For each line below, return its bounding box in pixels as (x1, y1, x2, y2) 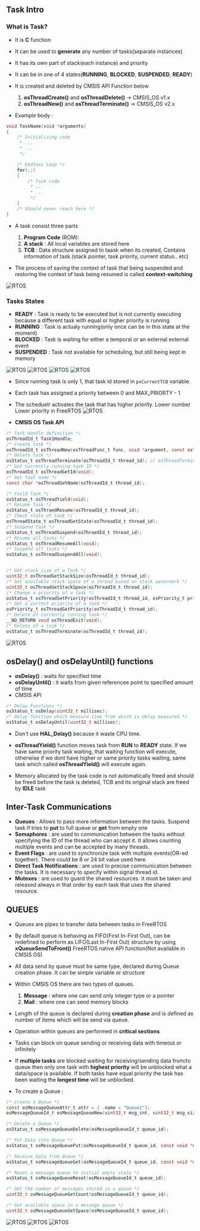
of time (14, 685, 33, 692)
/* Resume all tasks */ (6, 535, 65, 541)
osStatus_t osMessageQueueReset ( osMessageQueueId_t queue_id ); (6, 1175, 167, 1181)
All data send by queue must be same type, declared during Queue (14, 963, 180, 970)
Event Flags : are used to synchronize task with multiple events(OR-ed (14, 849, 189, 857)
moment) (14, 329, 37, 336)
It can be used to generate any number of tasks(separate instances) (14, 48, 183, 55)
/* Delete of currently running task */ (6, 612, 108, 618)
